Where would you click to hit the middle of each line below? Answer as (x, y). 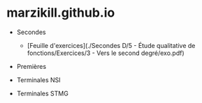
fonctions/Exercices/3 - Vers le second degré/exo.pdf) (106, 53)
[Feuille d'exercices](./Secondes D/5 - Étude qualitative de (111, 45)
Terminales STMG (43, 93)
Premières (31, 66)
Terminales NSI (38, 80)
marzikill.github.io (61, 13)
